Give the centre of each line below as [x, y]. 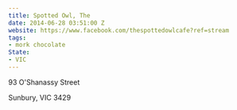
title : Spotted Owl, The [49, 15]
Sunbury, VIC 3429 [40, 97]
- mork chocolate [37, 45]
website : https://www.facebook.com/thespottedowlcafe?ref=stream [118, 30]
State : [19, 52]
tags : [17, 38]
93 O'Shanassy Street [44, 82]
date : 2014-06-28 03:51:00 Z [56, 23]
